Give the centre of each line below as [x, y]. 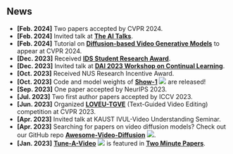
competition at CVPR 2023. [56, 111]
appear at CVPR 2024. [49, 51]
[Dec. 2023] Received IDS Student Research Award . [94, 58]
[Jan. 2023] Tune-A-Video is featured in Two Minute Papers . [111, 143]
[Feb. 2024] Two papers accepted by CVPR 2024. [90, 28]
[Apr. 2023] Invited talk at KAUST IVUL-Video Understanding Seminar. [119, 119]
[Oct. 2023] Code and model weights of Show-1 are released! [111, 82]
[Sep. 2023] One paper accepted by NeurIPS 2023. [92, 89]
